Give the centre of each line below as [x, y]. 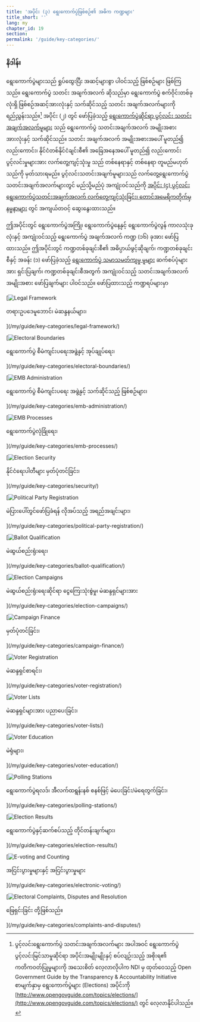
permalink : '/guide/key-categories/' [53, 39]
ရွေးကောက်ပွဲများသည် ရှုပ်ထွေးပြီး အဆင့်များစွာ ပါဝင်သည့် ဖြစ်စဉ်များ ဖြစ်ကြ [94, 81]
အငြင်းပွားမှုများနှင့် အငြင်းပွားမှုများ [46, 870]
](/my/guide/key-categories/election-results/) [62, 845]
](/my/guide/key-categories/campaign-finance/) [65, 646]
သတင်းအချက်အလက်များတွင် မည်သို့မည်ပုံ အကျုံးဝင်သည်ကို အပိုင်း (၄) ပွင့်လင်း [98, 185]
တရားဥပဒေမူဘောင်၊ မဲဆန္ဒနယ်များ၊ [46, 312]
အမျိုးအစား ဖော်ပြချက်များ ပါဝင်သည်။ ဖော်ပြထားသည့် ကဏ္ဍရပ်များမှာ [87, 283]
